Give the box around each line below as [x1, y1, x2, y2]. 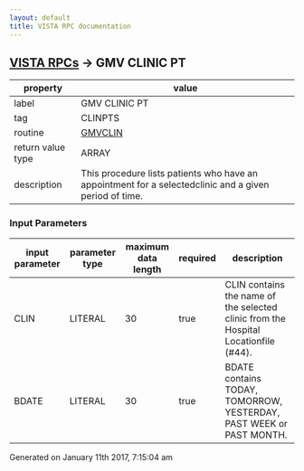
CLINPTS [81, 112, 120, 125]
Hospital [224, 323, 261, 335]
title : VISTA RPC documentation [9, 22, 131, 31]
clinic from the [224, 312, 287, 325]
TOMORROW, [224, 394, 283, 407]
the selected [224, 300, 278, 313]
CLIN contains [224, 278, 285, 290]
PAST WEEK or [224, 417, 288, 429]
